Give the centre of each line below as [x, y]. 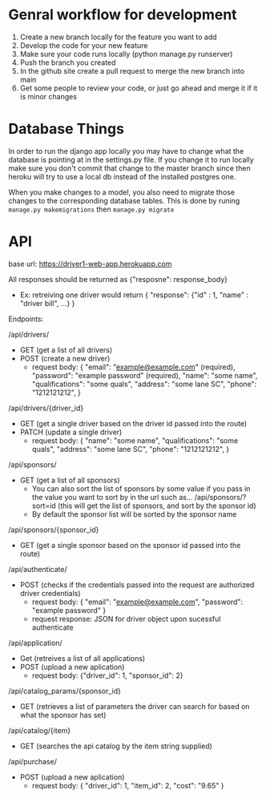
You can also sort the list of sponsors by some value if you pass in [141, 488]
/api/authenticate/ [38, 569]
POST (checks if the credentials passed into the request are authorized [137, 584]
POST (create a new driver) [65, 358]
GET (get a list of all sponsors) [70, 480]
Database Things [66, 129]
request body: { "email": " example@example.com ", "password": [137, 602]
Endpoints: [26, 319]
